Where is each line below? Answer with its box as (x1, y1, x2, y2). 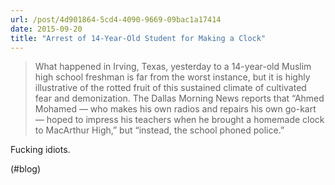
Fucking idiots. (10, 144, 71, 156)
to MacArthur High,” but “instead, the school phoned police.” (34, 124, 285, 136)
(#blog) (10, 163, 42, 175)
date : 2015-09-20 (10, 24, 83, 34)
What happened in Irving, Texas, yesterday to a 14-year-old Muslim (34, 61, 312, 73)
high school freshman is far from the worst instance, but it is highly (34, 71, 311, 83)
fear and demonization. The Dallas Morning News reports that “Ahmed (34, 92, 325, 105)
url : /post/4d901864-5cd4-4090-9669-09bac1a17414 (10, 14, 222, 25)
